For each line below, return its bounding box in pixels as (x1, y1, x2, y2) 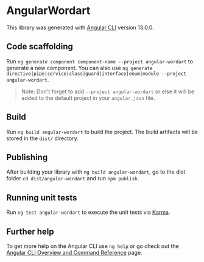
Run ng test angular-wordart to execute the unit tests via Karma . (6, 208, 171, 216)
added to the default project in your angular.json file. (21, 94, 155, 101)
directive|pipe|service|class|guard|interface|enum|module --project (6, 71, 187, 77)
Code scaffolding (6, 41, 73, 52)
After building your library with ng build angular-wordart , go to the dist (6, 168, 186, 175)
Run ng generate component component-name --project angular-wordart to (6, 57, 194, 65)
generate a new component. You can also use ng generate (6, 64, 153, 71)
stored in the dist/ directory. (6, 135, 79, 142)
